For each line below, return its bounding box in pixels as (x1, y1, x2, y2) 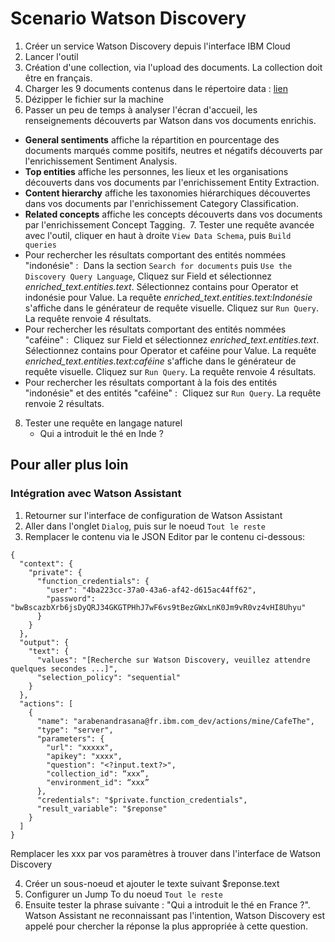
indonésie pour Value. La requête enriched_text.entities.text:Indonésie (24, 291, 313, 303)
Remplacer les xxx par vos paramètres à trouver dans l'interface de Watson (10, 847, 321, 859)
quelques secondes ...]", (10, 663, 118, 674)
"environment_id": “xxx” (46, 777, 150, 787)
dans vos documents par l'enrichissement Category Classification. (24, 197, 299, 209)
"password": (46, 593, 97, 604)
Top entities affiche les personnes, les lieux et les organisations (24, 165, 289, 177)
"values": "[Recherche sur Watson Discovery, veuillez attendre (36, 655, 311, 665)
